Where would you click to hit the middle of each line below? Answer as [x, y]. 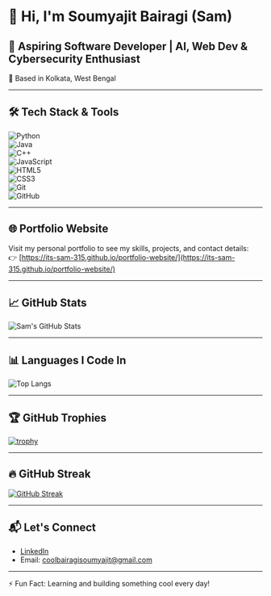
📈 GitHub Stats [48, 303]
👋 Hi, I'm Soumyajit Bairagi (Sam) [120, 17]
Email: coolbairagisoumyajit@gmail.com [86, 560]
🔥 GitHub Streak [50, 474]
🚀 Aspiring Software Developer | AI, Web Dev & [128, 46]
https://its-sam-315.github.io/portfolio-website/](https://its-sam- [128, 257]
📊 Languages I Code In [67, 360]
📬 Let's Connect [52, 528]
